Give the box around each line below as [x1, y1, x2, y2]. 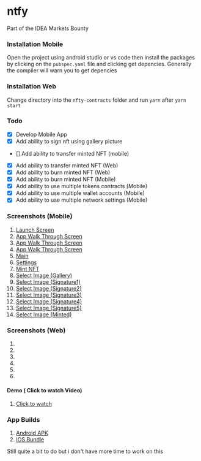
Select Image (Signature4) [15, 297, 82, 305]
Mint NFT [15, 265, 40, 272]
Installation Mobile [7, 40, 64, 48]
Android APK [15, 429, 48, 436]
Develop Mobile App [15, 131, 68, 138]
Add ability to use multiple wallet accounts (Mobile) [15, 189, 145, 197]
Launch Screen [15, 226, 54, 234]
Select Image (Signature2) [15, 284, 82, 292]
